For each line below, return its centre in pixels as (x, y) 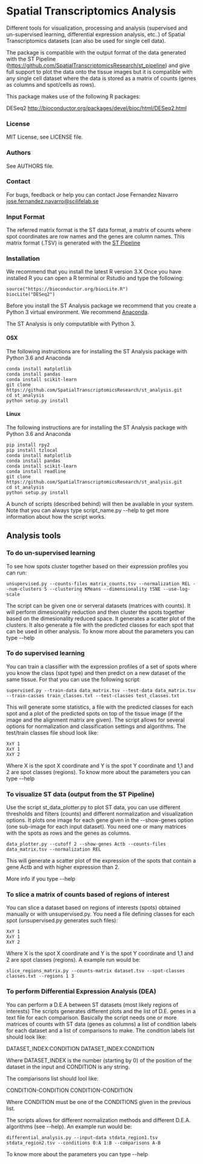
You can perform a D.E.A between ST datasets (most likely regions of (92, 1005)
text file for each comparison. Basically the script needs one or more (92, 1018)
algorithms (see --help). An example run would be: (69, 1126)
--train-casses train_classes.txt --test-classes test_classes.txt (93, 695)
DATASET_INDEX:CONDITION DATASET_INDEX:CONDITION (80, 1048)
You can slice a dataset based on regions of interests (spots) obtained (94, 908)
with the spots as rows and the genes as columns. (69, 833)
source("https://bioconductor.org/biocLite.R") (67, 289)
